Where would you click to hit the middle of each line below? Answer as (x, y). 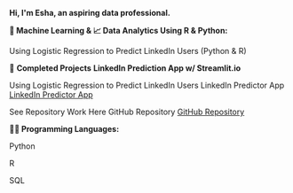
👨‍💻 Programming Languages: (64, 129)
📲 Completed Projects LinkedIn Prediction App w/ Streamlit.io (125, 68)
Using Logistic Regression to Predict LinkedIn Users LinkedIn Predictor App (147, 85)
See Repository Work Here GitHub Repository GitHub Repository (127, 112)
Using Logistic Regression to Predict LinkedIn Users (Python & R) (128, 51)
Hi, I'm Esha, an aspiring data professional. (90, 13)
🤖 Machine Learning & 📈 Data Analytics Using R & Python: (119, 31)
